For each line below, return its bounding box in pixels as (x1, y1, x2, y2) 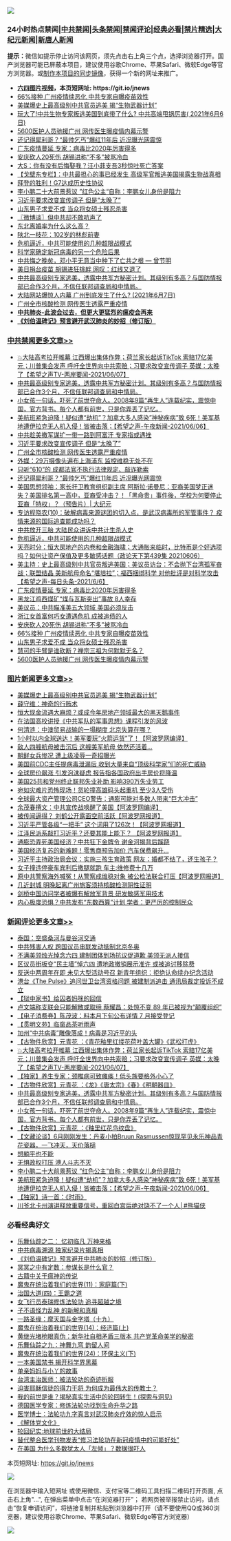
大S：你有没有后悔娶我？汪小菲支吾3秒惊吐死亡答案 (16, 162, 164, 170)
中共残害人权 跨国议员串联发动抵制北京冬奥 (16, 942, 140, 951)
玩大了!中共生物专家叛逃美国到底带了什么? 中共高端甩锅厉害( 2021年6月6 (16, 110, 223, 118)
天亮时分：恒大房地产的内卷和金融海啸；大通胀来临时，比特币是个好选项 (16, 543, 222, 551)
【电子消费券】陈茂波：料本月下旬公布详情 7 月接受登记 (16, 1011, 175, 1020)
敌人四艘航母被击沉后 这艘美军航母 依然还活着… (16, 742, 153, 750)
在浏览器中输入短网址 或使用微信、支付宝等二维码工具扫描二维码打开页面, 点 (7, 1486, 223, 1495)
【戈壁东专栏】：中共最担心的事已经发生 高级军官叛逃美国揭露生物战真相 (16, 170, 221, 179)
